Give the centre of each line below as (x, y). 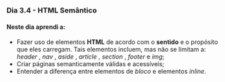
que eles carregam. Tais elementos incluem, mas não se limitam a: (111, 50)
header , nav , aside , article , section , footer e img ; (90, 57)
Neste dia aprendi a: (36, 27)
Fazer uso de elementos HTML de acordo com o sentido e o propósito (117, 42)
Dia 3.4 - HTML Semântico (52, 10)
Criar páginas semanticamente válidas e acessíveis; (90, 64)
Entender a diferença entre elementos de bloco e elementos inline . (111, 72)
